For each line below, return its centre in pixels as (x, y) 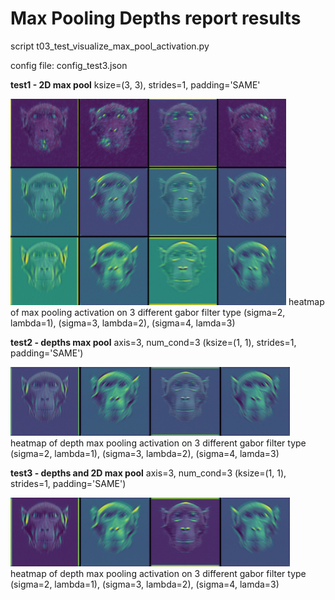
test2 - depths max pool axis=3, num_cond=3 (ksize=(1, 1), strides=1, (153, 342)
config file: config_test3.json (69, 65)
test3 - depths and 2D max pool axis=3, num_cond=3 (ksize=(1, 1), (148, 473)
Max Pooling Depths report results (156, 18)
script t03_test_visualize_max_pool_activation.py (110, 46)
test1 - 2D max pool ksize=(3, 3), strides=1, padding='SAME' (135, 84)
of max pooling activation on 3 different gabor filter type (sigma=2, (148, 312)
